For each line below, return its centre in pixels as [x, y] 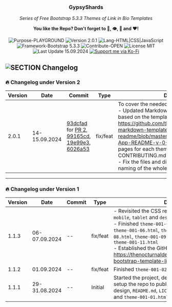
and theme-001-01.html [141, 297]
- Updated [131, 110]
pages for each [136, 149]
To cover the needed [143, 104]
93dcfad [77, 123]
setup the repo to [134, 284]
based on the [134, 117]
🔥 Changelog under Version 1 [42, 189]
